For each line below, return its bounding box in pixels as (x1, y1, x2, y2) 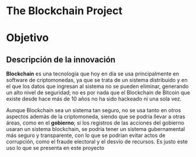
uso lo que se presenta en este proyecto (6, 145, 105, 152)
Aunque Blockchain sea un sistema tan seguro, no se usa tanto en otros (6, 107, 181, 114)
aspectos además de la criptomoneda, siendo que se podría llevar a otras (6, 113, 185, 120)
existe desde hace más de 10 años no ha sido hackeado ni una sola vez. (6, 96, 182, 103)
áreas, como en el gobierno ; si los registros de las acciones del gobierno (6, 119, 185, 126)
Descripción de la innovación (6, 54, 115, 64)
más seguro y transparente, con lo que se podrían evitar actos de (6, 132, 166, 139)
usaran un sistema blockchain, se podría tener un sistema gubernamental (6, 126, 185, 133)
